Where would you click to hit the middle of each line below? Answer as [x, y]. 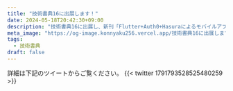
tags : [15, 40]
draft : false [26, 53]
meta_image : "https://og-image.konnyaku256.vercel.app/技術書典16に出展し [113, 33]
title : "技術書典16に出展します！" [53, 14]
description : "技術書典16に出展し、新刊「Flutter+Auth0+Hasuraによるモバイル [112, 26]
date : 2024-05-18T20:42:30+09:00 [55, 20]
